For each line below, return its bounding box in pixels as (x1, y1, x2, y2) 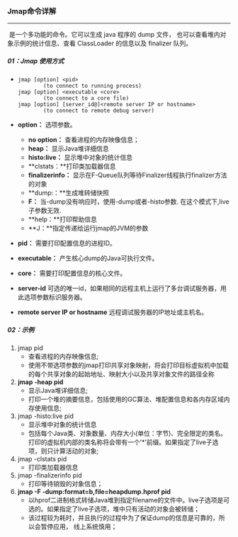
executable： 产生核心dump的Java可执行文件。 (17, 254, 159, 262)
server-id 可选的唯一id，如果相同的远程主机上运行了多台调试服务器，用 (17, 284, 227, 293)
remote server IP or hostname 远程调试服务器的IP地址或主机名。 (17, 308, 208, 316)
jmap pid (17, 344, 44, 352)
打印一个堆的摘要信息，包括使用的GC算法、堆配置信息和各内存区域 (28, 395, 225, 404)
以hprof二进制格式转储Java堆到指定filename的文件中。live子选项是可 (28, 496, 230, 504)
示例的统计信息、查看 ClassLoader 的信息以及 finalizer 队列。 (13, 39, 193, 47)
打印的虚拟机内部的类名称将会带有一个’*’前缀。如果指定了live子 (28, 438, 212, 446)
